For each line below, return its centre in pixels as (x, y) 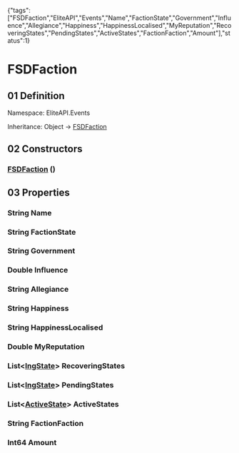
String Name (30, 213)
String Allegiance (38, 290)
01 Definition (36, 96)
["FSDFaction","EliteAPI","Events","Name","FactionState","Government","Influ (119, 18)
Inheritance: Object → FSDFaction (57, 127)
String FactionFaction (46, 423)
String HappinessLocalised (55, 327)
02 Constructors (45, 149)
